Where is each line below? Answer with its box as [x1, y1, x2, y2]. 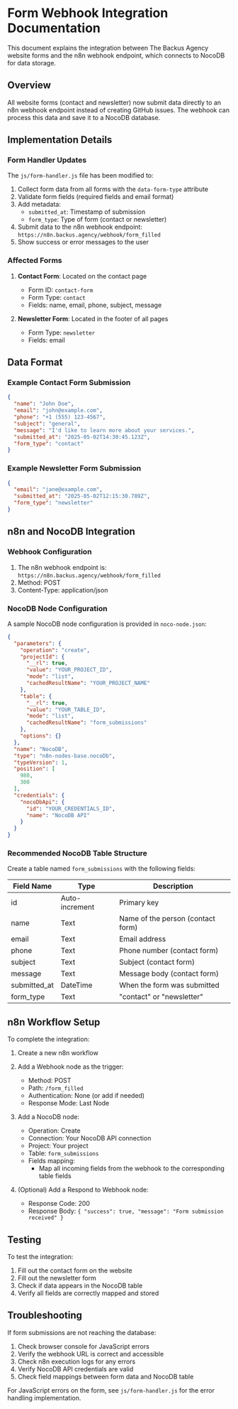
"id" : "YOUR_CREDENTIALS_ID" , [25, 805, 115, 812]
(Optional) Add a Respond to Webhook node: [17, 1185, 149, 1194]
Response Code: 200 [28, 1199, 91, 1208]
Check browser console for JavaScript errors [17, 1341, 150, 1351]
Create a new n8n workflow [17, 1049, 99, 1057]
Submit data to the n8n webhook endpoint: [17, 222, 143, 232]
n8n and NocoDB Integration [7, 526, 136, 538]
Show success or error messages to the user [17, 238, 149, 247]
